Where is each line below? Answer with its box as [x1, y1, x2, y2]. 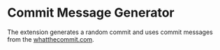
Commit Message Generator [7, 5, 175, 21]
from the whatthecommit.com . [7, 35, 94, 43]
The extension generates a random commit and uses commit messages [7, 28, 213, 36]
